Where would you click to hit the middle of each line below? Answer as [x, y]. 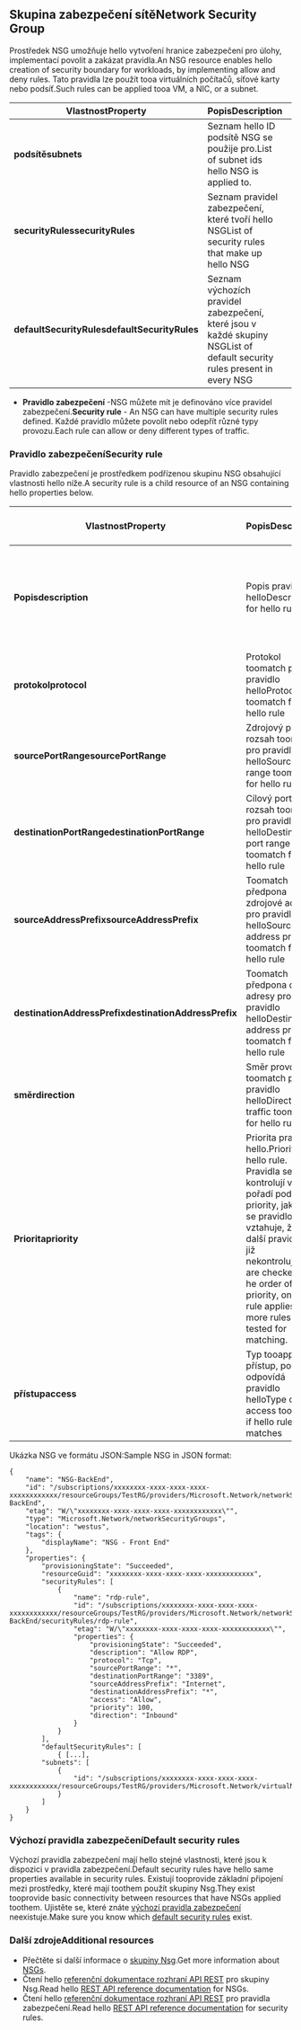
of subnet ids [235, 159]
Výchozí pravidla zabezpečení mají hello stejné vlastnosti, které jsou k [138, 1860]
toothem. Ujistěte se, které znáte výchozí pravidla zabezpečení [125, 1908]
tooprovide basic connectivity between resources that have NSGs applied [145, 1898]
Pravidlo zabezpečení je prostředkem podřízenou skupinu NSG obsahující [145, 474]
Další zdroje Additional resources [82, 1940]
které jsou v [232, 324]
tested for [267, 1329]
